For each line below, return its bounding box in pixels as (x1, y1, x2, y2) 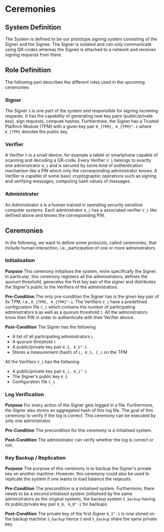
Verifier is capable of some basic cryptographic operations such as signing (5, 173, 157, 179)
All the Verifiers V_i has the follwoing (5, 358, 80, 365)
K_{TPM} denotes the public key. (5, 129, 69, 135)
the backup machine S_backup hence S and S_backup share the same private (5, 516, 158, 522)
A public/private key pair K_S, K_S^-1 (12, 344, 87, 350)
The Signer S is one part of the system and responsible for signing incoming (5, 108, 158, 114)
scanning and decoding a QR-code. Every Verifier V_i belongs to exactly (5, 157, 152, 163)
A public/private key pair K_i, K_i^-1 (12, 368, 87, 374)
